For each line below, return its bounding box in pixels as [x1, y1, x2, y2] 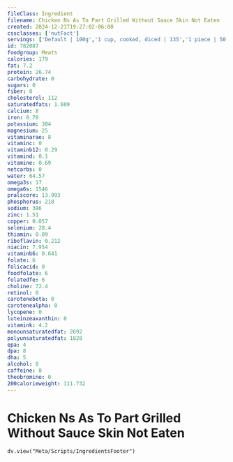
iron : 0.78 [7, 114, 39, 121]
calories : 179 [7, 56, 49, 63]
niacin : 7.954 [7, 244, 49, 251]
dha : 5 [7, 354, 27, 362]
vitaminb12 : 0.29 [7, 147, 58, 154]
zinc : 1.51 [7, 211, 39, 218]
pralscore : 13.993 [7, 192, 61, 199]
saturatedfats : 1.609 [7, 101, 70, 108]
